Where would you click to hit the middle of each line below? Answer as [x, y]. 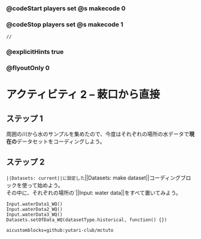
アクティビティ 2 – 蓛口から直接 [83, 95]
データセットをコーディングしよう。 [61, 141]
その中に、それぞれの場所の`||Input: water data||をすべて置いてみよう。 [94, 192]
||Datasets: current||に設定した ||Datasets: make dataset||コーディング [93, 177]
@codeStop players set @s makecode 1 [65, 24]
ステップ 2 [25, 162]
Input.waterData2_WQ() [34, 209]
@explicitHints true [35, 52]
